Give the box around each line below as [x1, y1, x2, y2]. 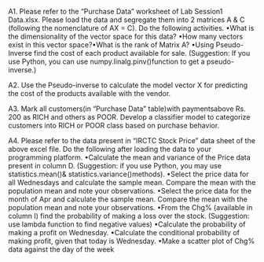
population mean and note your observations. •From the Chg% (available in [8, 203, 253, 212]
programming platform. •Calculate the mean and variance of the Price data [8, 153, 251, 162]
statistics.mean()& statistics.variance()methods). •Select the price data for [8, 169, 249, 179]
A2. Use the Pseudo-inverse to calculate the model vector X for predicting [8, 80, 248, 90]
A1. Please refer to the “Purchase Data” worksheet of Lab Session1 [8, 7, 223, 16]
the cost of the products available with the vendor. [8, 89, 171, 98]
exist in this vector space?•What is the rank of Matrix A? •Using [8, 40, 214, 50]
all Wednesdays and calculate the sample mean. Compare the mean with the [8, 178, 256, 187]
